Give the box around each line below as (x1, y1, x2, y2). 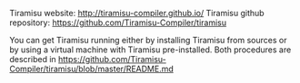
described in (9, 54, 56, 64)
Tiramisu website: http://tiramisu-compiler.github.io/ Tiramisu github (9, 8, 265, 18)
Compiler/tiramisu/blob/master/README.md (9, 63, 175, 74)
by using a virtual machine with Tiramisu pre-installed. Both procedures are (9, 44, 292, 55)
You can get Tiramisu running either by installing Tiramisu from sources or (9, 35, 287, 45)
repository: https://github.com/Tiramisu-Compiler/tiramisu (9, 17, 227, 28)
